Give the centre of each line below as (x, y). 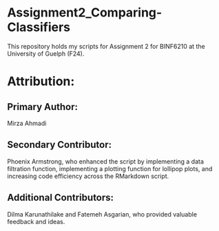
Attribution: (41, 81)
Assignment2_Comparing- (85, 13)
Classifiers (39, 27)
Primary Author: (42, 107)
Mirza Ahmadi (27, 123)
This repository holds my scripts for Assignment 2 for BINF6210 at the (106, 46)
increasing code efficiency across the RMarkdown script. (88, 176)
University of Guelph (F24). (46, 54)
